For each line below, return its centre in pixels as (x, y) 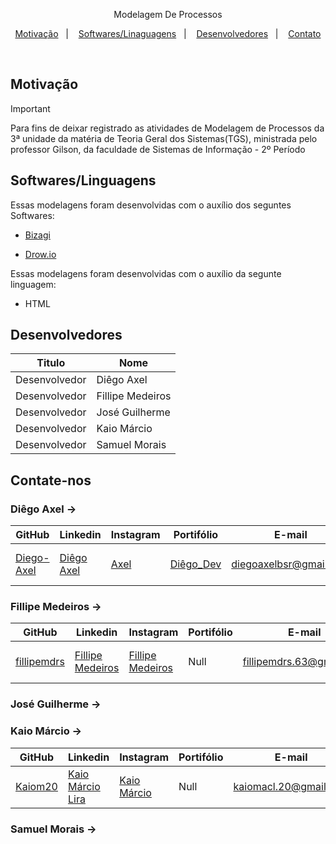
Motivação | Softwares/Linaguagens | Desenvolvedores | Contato (168, 33)
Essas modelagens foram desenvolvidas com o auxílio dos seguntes (151, 205)
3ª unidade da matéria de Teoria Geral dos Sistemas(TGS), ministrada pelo (164, 138)
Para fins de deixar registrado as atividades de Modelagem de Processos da (167, 128)
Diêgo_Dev (195, 564)
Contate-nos (51, 480)
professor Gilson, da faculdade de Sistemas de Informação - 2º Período (158, 149)
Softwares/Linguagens (83, 180)
